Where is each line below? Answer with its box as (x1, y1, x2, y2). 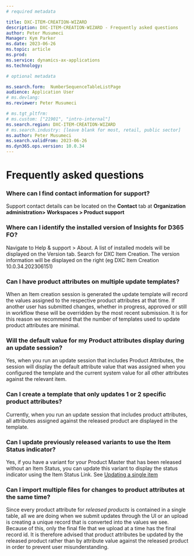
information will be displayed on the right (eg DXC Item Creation (6, 256, 159, 263)
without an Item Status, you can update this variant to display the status (6, 465, 178, 472)
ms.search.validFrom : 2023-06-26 (6, 138, 87, 144)
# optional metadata (6, 73, 57, 79)
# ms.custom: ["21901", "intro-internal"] (6, 116, 111, 122)
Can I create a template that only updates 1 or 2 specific (6, 390, 167, 399)
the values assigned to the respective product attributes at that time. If (6, 297, 175, 304)
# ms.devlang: (6, 95, 41, 101)
